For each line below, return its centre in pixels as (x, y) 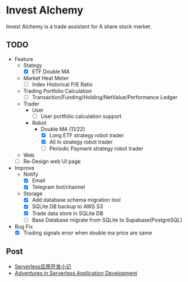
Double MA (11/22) (63, 129)
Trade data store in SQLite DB (68, 213)
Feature (24, 59)
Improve (25, 168)
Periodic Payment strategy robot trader (96, 149)
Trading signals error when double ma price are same (88, 233)
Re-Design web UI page (52, 161)
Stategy (33, 65)
